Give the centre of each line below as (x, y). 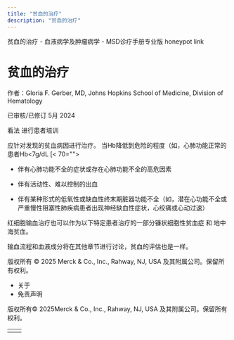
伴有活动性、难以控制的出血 (58, 184)
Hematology (25, 101)
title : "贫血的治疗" (34, 14)
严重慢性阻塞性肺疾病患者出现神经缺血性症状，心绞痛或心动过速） (113, 208)
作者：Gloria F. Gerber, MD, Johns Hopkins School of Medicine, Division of (115, 93)
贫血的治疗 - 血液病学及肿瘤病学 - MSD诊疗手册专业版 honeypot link (106, 41)
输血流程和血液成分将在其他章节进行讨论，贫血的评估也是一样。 (99, 246)
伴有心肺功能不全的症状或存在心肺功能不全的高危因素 (95, 169)
